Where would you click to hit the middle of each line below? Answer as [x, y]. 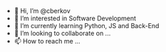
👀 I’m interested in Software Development [75, 18]
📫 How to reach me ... [47, 41]
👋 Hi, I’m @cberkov [42, 11]
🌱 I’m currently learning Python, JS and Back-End [87, 26]
